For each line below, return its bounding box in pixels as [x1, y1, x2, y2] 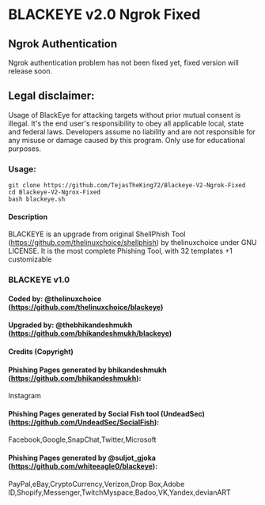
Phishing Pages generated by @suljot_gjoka [8, 453, 157, 463]
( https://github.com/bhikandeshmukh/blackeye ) [8, 329, 172, 338]
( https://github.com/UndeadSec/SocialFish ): [8, 417, 160, 427]
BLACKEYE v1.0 [8, 274, 70, 285]
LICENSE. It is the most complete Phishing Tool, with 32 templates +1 [8, 247, 233, 256]
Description [8, 212, 48, 221]
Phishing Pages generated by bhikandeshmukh [8, 365, 168, 375]
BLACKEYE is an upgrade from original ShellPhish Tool [8, 229, 186, 239]
